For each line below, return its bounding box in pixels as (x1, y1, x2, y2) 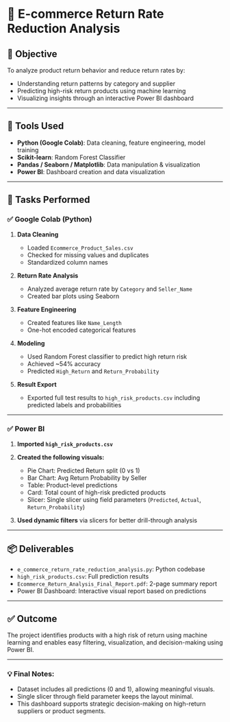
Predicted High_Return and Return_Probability (27, 367, 159, 375)
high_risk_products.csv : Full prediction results (16, 572, 149, 580)
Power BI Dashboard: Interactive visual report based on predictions (16, 586, 207, 595)
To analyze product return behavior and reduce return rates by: (7, 67, 186, 74)
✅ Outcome (7, 613, 57, 625)
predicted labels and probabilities (27, 400, 122, 409)
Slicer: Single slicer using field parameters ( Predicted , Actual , (27, 495, 202, 503)
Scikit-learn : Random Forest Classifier (16, 153, 126, 161)
